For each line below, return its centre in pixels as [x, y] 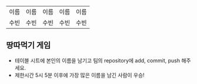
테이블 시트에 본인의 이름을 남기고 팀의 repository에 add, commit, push [97, 60]
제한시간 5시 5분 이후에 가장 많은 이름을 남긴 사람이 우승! [80, 75]
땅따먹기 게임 [29, 45]
